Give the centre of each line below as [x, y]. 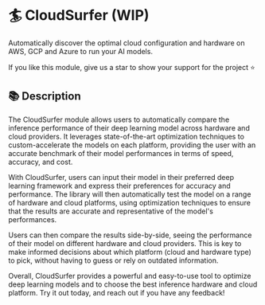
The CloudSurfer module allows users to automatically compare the [119, 119]
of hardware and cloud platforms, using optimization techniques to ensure [129, 202]
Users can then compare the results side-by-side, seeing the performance [130, 235]
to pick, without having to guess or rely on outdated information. [113, 260]
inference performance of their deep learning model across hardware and [129, 127]
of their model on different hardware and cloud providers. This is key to [125, 243]
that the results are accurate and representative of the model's [111, 211]
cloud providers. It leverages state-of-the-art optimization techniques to [127, 136]
